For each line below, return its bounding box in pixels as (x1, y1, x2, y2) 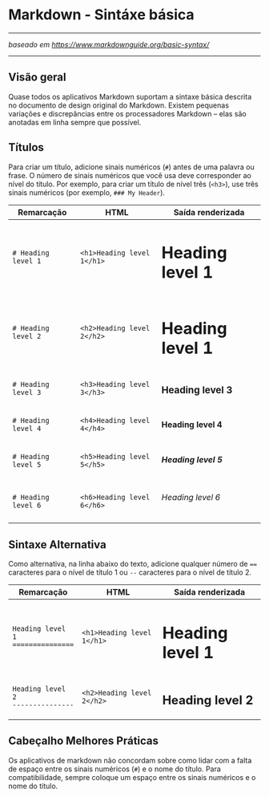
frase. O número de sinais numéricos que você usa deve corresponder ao (8, 170, 252, 180)
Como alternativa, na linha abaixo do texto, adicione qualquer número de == (8, 559, 258, 569)
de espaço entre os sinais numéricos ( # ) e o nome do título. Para (8, 764, 222, 774)
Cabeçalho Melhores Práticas (8, 734, 159, 748)
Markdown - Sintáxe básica (8, 6, 195, 24)
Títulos (8, 140, 44, 154)
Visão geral (8, 71, 66, 84)
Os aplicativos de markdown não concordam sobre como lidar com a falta (8, 755, 252, 765)
